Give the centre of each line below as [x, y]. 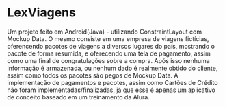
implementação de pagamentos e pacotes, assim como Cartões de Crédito [112, 82]
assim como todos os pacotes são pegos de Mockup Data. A [93, 75]
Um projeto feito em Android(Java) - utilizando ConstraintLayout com [105, 32]
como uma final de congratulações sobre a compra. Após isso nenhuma [108, 60]
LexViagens [42, 13]
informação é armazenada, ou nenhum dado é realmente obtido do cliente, [112, 68]
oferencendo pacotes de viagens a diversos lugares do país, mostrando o [111, 46]
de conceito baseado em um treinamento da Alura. [79, 97]
